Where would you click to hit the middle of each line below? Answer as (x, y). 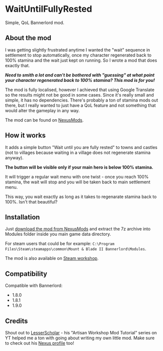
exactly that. (18, 65)
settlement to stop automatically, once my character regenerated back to (78, 55)
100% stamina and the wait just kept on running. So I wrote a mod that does (81, 60)
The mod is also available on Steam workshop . (52, 258)
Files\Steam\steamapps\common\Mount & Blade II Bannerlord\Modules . (76, 249)
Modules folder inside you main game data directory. (58, 234)
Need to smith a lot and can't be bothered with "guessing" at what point (80, 75)
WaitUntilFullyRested (49, 9)
